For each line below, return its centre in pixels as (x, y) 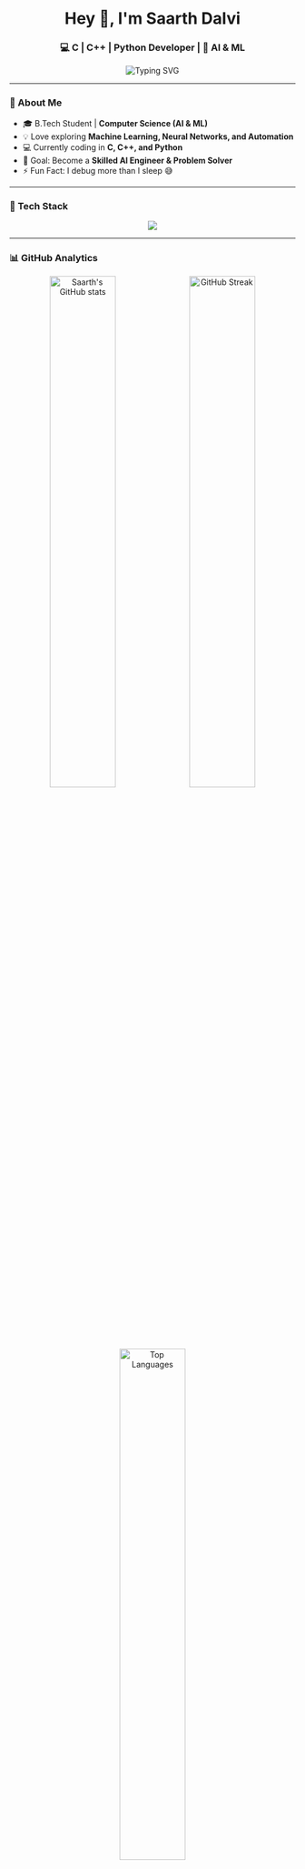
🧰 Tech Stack (39, 206)
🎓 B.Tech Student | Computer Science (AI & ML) (115, 123)
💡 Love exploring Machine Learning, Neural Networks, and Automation (158, 136)
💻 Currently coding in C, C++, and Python (103, 147)
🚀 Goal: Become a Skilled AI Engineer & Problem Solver (128, 160)
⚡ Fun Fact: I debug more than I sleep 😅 (98, 170)
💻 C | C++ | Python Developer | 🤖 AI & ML (152, 47)
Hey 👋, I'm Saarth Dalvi (152, 19)
